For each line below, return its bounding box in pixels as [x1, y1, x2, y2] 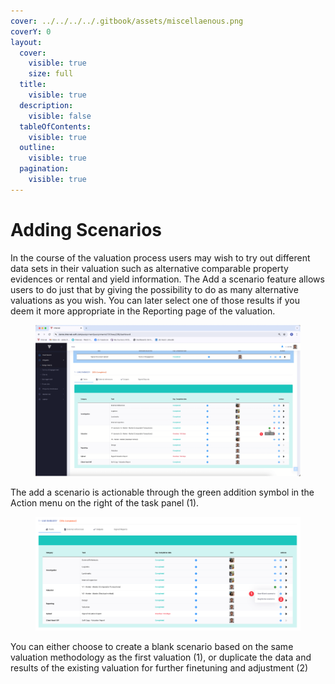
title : [19, 80, 47, 90]
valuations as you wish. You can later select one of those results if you [10, 294, 300, 306]
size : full [28, 69, 74, 79]
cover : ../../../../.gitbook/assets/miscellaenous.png [10, 16, 244, 26]
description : [19, 100, 74, 110]
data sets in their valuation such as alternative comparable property [10, 262, 289, 274]
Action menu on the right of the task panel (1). [10, 496, 200, 509]
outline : [19, 143, 56, 153]
